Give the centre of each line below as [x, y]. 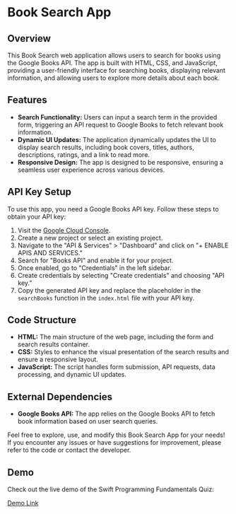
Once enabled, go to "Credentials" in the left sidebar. [94, 268]
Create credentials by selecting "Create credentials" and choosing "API [121, 275]
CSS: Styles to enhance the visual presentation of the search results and [123, 352]
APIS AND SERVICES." [50, 252]
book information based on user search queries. [88, 421]
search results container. [54, 344]
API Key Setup [40, 192]
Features [27, 100]
